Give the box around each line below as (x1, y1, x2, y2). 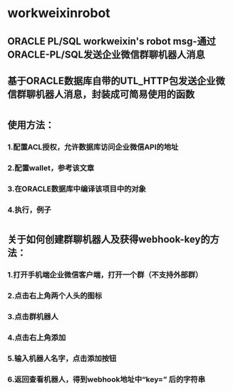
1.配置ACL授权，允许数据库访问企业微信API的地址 (7, 142, 179, 152)
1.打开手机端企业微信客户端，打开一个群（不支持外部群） (7, 269, 203, 279)
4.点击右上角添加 (7, 333, 66, 343)
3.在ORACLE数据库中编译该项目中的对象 (7, 184, 146, 194)
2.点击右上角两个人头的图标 (7, 291, 103, 301)
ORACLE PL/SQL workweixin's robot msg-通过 (7, 35, 216, 47)
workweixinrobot (7, 5, 110, 21)
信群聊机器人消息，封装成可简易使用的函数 (7, 88, 195, 100)
